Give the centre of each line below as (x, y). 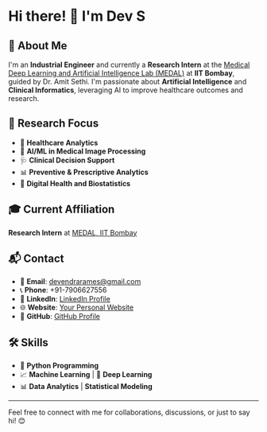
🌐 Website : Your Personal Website (76, 307)
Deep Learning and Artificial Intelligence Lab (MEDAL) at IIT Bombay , (122, 73)
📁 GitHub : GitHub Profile (60, 317)
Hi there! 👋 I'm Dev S (77, 16)
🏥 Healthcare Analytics (59, 142)
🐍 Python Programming (59, 366)
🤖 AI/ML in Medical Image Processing (83, 151)
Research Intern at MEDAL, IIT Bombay (73, 232)
